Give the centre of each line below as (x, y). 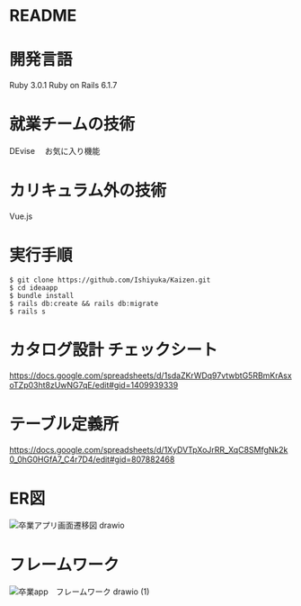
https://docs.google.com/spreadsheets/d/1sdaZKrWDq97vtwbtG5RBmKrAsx (150, 375)
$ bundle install (42, 295)
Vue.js (21, 216)
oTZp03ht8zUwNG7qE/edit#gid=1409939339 (94, 384)
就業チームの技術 (72, 125)
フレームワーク (64, 565)
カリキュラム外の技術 (88, 191)
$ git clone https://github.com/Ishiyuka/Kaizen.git (110, 280)
